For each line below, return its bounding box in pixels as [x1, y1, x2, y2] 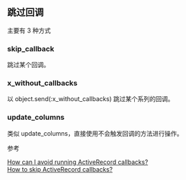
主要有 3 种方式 [7, 26, 51, 35]
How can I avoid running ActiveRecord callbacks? [7, 158, 149, 166]
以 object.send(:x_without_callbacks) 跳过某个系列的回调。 [7, 95, 174, 103]
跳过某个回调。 [7, 61, 50, 69]
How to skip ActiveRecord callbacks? [7, 165, 113, 173]
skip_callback [7, 44, 55, 53]
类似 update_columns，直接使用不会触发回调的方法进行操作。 [7, 129, 183, 137]
